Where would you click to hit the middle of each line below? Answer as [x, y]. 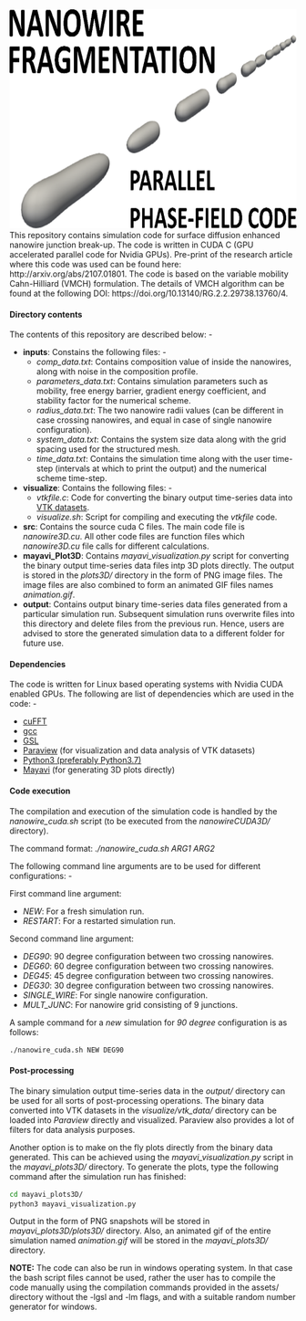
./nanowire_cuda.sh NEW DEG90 [67, 1050]
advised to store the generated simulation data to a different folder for [153, 634]
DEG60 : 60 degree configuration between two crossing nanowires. [148, 966]
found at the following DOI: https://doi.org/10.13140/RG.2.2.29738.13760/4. [149, 293]
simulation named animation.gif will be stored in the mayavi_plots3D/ [139, 1241]
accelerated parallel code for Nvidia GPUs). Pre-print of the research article [151, 254]
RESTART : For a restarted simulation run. [99, 920]
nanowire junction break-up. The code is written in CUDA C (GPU [132, 245]
